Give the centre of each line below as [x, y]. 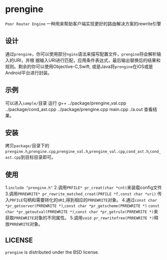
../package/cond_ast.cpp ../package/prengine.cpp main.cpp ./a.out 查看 [79, 109]
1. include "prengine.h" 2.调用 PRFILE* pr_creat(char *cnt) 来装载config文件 [83, 187]
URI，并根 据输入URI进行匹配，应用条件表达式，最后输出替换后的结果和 [87, 60]
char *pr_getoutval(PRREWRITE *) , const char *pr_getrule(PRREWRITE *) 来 [82, 211]
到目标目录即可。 [38, 157]
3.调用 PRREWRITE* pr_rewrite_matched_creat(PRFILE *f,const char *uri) [81, 194]
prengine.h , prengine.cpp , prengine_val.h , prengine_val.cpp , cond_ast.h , [78, 151]
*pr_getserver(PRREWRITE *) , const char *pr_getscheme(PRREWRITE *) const [82, 205]
